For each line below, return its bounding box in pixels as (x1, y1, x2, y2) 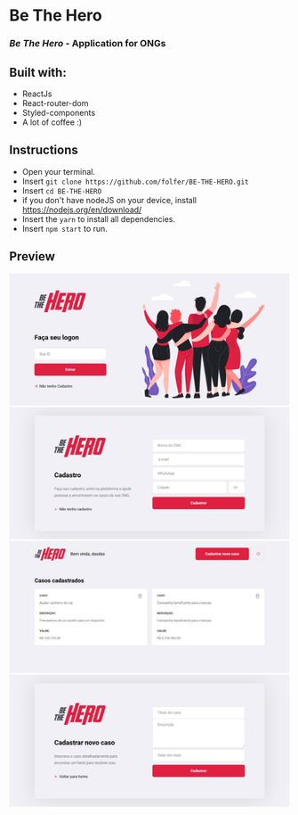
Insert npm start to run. (21, 223, 109, 234)
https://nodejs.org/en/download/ (21, 204, 142, 215)
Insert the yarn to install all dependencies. (21, 213, 176, 224)
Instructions (9, 143, 78, 158)
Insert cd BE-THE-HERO (21, 185, 102, 196)
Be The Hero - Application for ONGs (9, 37, 166, 50)
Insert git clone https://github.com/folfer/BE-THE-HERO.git (21, 176, 249, 186)
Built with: (9, 64, 67, 80)
